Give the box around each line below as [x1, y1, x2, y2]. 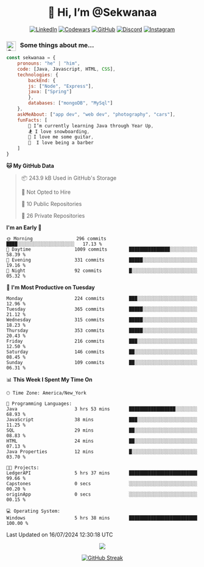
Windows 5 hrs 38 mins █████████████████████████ [6, 515, 198, 521]
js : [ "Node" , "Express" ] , [28, 83, 94, 89]
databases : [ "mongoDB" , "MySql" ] [28, 100, 113, 106]
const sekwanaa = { [6, 55, 56, 61]
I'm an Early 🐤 [6, 224, 42, 231]
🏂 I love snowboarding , [28, 128, 90, 135]
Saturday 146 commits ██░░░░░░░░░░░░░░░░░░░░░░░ [6, 349, 198, 355]
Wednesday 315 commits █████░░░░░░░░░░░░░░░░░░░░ [6, 316, 198, 323]
